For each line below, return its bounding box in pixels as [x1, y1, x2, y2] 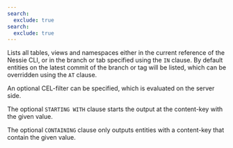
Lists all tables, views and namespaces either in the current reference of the [7, 49, 225, 57]
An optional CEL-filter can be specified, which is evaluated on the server [7, 84, 215, 92]
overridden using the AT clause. [7, 71, 97, 79]
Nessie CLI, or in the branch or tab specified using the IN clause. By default [7, 56, 223, 65]
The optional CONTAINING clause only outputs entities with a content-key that [7, 126, 225, 134]
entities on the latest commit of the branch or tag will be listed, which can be [7, 63, 227, 72]
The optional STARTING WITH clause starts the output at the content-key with [7, 105, 223, 113]
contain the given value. [7, 133, 77, 142]
